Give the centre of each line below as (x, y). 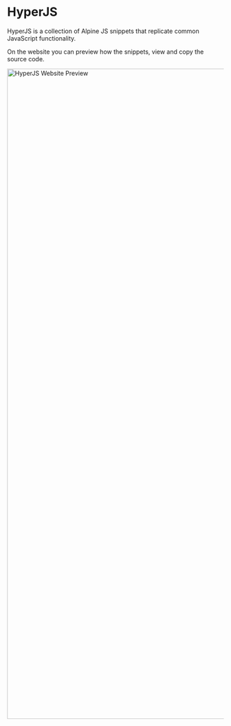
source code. (26, 58)
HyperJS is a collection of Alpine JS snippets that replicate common (103, 31)
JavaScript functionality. (42, 38)
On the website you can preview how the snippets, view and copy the (106, 52)
